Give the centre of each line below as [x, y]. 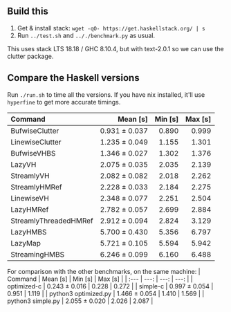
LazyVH [24, 164]
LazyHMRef [30, 209]
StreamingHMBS [37, 254]
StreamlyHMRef [36, 187]
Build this [28, 11]
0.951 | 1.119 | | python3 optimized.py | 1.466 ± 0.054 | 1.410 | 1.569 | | [106, 293]
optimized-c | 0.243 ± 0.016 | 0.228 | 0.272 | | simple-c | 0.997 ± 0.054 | [110, 286]
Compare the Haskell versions [73, 78]
